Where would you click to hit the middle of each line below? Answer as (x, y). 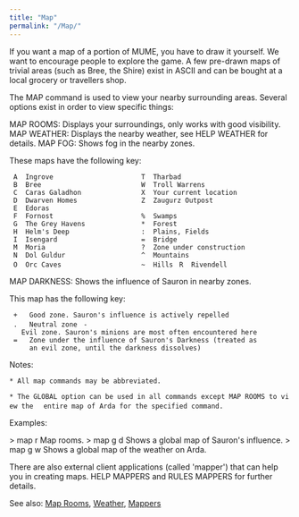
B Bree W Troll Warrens (109, 184)
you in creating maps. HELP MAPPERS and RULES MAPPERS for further (141, 476)
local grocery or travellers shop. (68, 80)
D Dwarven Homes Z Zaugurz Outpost (113, 200)
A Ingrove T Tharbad (97, 177)
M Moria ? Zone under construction (129, 247)
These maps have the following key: (75, 160)
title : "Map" (33, 17)
